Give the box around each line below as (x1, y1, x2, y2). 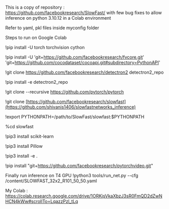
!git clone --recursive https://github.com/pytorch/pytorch (5, 89, 124, 95)
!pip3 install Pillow (5, 143, 43, 149)
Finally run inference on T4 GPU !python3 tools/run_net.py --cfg (5, 173, 139, 178)
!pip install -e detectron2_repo (5, 79, 68, 85)
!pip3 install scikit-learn (5, 133, 54, 139)
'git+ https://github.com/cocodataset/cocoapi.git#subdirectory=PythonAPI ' (5, 60, 160, 65)
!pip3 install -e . (5, 153, 38, 159)
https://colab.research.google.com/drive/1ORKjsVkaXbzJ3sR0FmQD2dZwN (5, 193, 162, 199)
